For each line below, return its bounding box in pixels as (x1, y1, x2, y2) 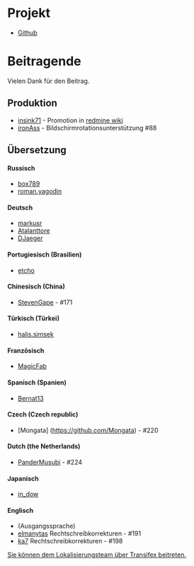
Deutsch (7, 203, 33, 212)
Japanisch (7, 474, 39, 482)
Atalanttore (17, 227, 50, 235)
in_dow (17, 490, 39, 499)
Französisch (7, 346, 45, 355)
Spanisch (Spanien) (7, 378, 67, 387)
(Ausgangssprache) (17, 522, 76, 531)
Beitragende (7, 53, 81, 69)
